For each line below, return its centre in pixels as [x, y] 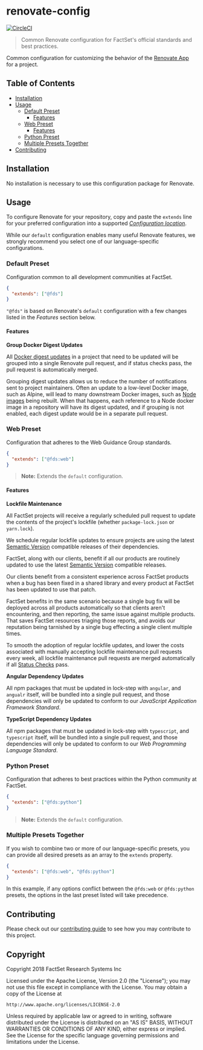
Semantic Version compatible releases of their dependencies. [83, 547]
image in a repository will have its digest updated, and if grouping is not [95, 407]
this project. [21, 935]
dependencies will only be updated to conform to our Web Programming [96, 744]
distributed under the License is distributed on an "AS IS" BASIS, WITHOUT [100, 1023]
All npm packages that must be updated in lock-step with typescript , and [98, 731]
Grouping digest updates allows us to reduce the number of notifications [97, 381]
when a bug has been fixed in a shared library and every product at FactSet [100, 583]
